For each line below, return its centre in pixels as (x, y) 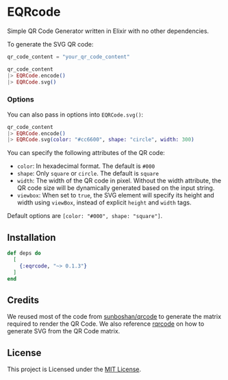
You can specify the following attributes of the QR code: (86, 153)
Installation (31, 237)
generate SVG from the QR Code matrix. (64, 331)
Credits (23, 300)
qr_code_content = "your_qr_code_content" (68, 57)
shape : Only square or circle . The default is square (88, 174)
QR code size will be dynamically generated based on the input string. (116, 188)
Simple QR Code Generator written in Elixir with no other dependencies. (108, 31)
